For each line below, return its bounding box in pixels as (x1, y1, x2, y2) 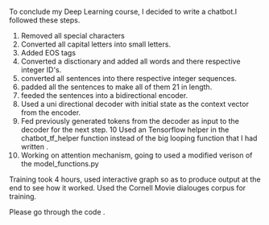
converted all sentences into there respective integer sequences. (20, 74, 237, 83)
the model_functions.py (20, 159, 99, 168)
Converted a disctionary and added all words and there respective (20, 56, 241, 66)
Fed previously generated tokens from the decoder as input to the (20, 117, 240, 125)
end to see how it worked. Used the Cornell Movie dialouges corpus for (9, 183, 246, 192)
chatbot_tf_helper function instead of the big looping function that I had (20, 133, 258, 143)
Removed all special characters (20, 31, 126, 40)
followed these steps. (9, 15, 81, 25)
